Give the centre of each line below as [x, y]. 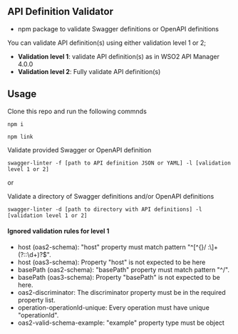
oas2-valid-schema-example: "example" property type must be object [121, 323]
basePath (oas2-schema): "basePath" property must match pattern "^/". [124, 269]
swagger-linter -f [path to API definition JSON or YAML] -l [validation [119, 163]
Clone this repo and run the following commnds [77, 111]
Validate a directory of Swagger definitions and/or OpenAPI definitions [111, 196]
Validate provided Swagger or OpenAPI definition [79, 150]
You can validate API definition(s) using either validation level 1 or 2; [107, 43]
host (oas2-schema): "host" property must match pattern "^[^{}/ [112, 247]
